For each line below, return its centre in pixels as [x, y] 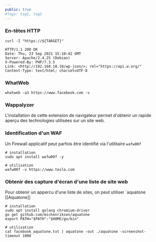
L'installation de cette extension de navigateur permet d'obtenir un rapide [78, 115]
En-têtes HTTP [23, 31]
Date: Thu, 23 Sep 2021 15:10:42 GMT [43, 54]
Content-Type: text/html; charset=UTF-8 [47, 71]
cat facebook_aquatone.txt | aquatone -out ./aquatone [62, 231]
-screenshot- [133, 231]
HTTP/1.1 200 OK [21, 49]
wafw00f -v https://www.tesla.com [40, 169]
